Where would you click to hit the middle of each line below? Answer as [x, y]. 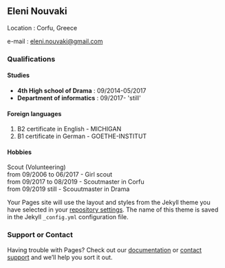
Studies [18, 76]
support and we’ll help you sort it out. [60, 257]
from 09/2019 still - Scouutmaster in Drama [68, 189]
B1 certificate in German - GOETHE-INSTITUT [82, 136]
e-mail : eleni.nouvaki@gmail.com [55, 41]
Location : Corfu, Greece [42, 27]
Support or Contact [40, 235]
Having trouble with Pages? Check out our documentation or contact [104, 249]
